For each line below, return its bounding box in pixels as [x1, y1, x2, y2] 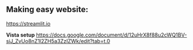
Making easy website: [6, 5, 89, 15]
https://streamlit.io [6, 20, 51, 27]
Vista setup [6, 31, 35, 38]
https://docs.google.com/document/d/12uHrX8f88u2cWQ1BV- [36, 31, 187, 38]
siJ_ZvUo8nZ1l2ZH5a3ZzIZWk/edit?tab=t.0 [6, 37, 111, 44]
